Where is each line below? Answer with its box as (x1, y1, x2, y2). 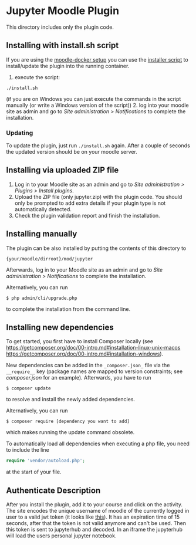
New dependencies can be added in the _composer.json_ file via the (6, 362, 170, 369)
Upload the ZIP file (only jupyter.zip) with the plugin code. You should (14, 193, 183, 200)
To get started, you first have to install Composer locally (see (6, 338, 154, 345)
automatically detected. (14, 205, 72, 212)
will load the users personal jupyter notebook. (6, 532, 117, 539)
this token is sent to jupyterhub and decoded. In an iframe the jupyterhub (6, 526, 183, 533)
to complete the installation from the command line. (6, 305, 131, 312)
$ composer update (6, 385, 51, 391)
